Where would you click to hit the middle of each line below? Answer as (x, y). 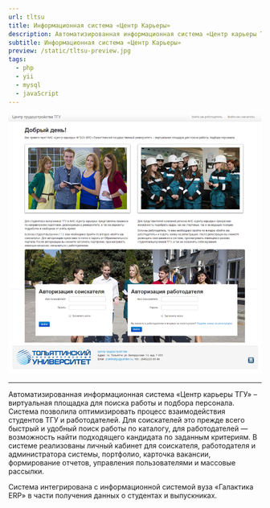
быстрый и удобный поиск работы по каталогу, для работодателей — (128, 428)
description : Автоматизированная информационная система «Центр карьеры (133, 34)
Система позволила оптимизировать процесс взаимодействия (117, 411)
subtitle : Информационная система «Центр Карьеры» (95, 43)
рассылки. (26, 471)
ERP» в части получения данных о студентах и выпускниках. (113, 495)
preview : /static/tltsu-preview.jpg (70, 51)
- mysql (29, 85)
